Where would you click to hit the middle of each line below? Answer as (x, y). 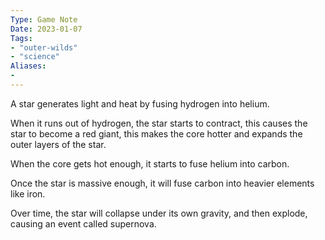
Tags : (21, 38)
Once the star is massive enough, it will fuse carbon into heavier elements (162, 183)
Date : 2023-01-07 (46, 29)
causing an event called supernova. (83, 223)
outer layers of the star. (58, 144)
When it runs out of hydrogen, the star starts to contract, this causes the (159, 123)
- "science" (35, 57)
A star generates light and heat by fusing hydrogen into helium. (140, 103)
